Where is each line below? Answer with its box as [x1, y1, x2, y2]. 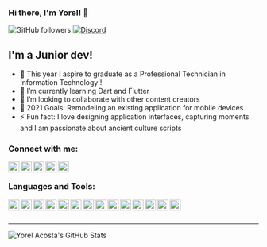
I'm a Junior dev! [8, 48, 93, 62]
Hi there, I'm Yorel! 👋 [8, 7, 89, 18]
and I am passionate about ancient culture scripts [19, 123, 182, 133]
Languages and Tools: [8, 181, 95, 192]
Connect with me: [8, 143, 79, 154]
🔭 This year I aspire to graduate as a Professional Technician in [19, 69, 226, 79]
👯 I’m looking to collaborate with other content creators [19, 95, 200, 104]
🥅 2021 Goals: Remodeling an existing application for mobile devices [19, 103, 244, 113]
